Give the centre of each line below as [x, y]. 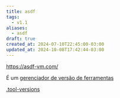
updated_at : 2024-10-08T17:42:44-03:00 [55, 50]
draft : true [21, 39]
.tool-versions [23, 89]
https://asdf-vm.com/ [32, 66]
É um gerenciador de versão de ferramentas [60, 77]
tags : [13, 17]
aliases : [17, 28]
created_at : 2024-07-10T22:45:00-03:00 [55, 45]
